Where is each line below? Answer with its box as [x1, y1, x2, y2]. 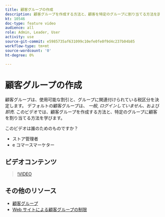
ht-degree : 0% [5, 52, 34, 58]
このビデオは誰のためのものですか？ [5, 125, 79, 131]
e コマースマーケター [12, 142, 55, 148]
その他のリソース [5, 187, 56, 195]
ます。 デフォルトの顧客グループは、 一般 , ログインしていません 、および [13, 103, 160, 109]
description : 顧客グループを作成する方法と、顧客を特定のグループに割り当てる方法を [5, 12, 158, 17]
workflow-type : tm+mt [5, 44, 50, 48]
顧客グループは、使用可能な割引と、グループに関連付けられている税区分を [5, 96, 155, 103]
